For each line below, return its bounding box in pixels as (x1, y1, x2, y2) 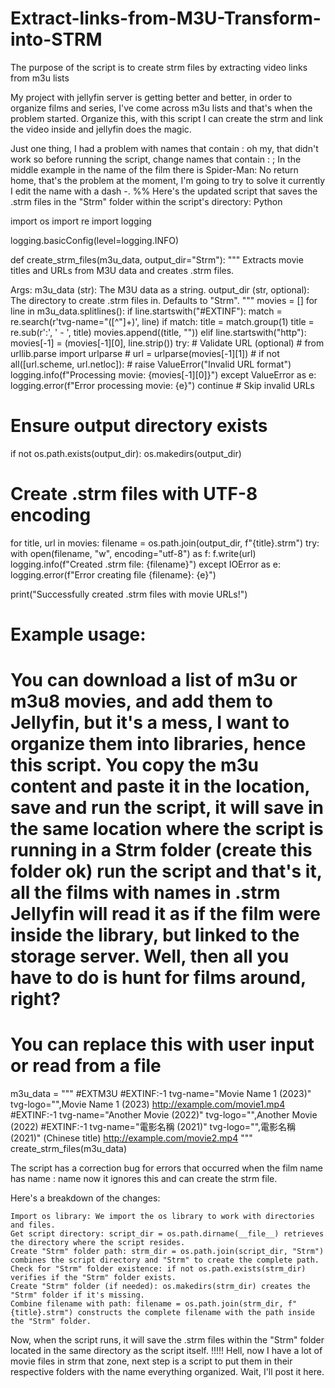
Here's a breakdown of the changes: (10, 1192, 161, 1204)
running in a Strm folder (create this (10, 839, 313, 862)
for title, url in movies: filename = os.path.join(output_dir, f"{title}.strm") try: (10, 537, 320, 549)
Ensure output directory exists (10, 415, 268, 437)
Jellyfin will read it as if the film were (10, 903, 321, 926)
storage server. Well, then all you (10, 945, 290, 968)
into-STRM (10, 28, 103, 51)
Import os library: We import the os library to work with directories (10, 1212, 315, 1222)
